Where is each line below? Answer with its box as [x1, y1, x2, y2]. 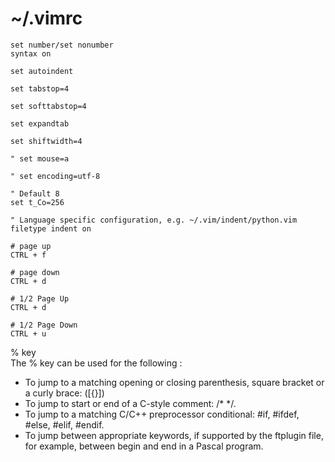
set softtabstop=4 [10, 101, 87, 111]
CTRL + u [10, 328, 47, 339]
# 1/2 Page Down [10, 320, 78, 330]
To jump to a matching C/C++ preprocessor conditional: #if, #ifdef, [24, 408, 300, 420]
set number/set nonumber [10, 40, 114, 50]
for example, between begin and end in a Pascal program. [24, 440, 264, 452]
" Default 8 [10, 188, 60, 199]
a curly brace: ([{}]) [24, 387, 105, 399]
